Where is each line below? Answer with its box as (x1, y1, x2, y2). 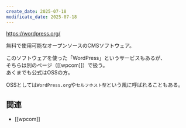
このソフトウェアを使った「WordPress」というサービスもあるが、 (6, 54, 166, 61)
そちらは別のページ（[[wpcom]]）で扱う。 (6, 62, 108, 69)
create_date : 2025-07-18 (6, 8, 67, 15)
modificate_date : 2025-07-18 (6, 14, 77, 20)
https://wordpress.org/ (6, 30, 61, 37)
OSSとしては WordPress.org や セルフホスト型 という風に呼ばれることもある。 (6, 81, 184, 88)
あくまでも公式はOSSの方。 (6, 69, 73, 76)
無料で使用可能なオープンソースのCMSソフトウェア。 (6, 42, 135, 49)
